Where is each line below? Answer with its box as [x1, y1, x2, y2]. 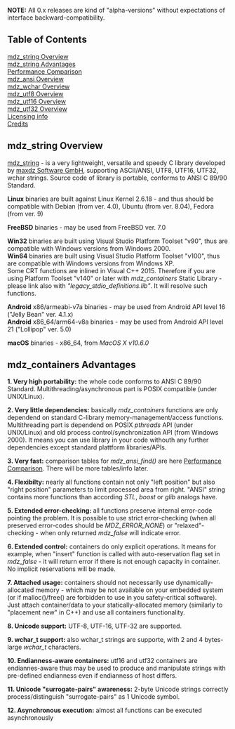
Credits [7, 119, 29, 128]
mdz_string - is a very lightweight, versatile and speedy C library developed [7, 158, 226, 167]
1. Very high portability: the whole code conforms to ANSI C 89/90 [7, 377, 202, 386]
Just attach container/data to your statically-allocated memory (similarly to [7, 600, 223, 610]
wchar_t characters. [23, 643, 81, 652]
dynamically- [175, 579, 214, 587]
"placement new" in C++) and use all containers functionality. [7, 608, 185, 617]
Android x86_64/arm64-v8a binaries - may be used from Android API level [7, 317, 224, 326]
